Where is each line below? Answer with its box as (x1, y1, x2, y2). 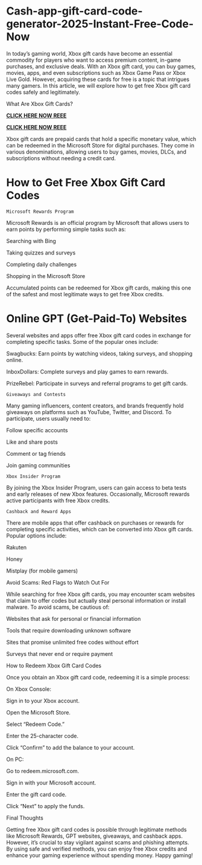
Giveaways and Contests (6, 391, 66, 397)
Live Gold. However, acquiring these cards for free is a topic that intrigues (6, 76, 190, 83)
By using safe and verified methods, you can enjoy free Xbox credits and (6, 845, 188, 852)
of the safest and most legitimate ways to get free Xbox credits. (6, 290, 164, 297)
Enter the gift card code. (6, 791, 67, 798)
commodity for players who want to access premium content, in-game (6, 56, 181, 63)
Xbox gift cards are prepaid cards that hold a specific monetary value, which (6, 135, 197, 143)
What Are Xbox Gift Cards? (6, 100, 74, 107)
